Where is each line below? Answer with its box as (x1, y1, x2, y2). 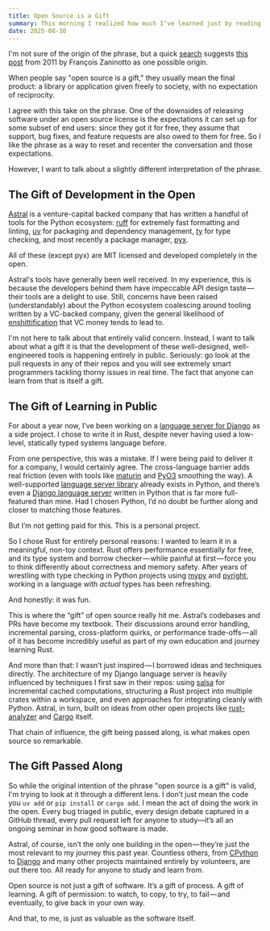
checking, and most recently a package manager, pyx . (8, 235, 189, 244)
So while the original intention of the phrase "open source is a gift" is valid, (8, 780, 256, 791)
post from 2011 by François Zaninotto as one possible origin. (8, 57, 208, 67)
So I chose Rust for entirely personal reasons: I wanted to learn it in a (8, 536, 238, 545)
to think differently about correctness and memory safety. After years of (8, 562, 247, 571)
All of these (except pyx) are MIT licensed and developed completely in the (8, 251, 258, 261)
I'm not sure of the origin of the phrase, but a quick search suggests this (8, 49, 248, 59)
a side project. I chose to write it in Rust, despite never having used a (8, 429, 238, 439)
